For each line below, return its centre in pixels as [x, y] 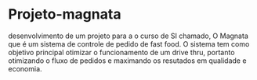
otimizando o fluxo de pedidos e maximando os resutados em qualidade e [127, 61]
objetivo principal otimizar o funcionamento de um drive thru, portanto [121, 52]
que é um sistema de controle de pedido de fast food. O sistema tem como [129, 43]
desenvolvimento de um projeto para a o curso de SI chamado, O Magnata [128, 36]
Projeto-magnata [65, 14]
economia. [25, 68]
